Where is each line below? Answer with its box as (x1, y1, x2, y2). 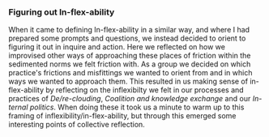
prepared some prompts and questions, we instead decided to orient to (8, 33, 246, 43)
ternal (8, 102, 28, 112)
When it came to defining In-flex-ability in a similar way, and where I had (8, 25, 250, 35)
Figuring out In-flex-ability (8, 6, 115, 18)
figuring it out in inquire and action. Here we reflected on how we (8, 42, 225, 52)
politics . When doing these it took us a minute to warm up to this (29, 102, 245, 112)
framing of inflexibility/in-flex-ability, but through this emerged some (8, 111, 237, 121)
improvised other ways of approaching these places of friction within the (8, 51, 251, 61)
